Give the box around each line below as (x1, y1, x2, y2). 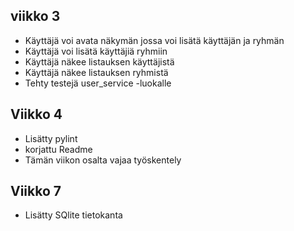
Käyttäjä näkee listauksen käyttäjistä (24, 55, 175, 68)
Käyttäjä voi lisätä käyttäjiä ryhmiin (24, 45, 168, 57)
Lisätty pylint (24, 132, 78, 144)
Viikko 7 (10, 183, 62, 200)
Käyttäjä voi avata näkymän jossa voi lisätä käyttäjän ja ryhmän (24, 34, 285, 46)
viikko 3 (10, 8, 61, 25)
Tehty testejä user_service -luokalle (24, 77, 172, 89)
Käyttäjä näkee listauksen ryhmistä (24, 66, 169, 78)
